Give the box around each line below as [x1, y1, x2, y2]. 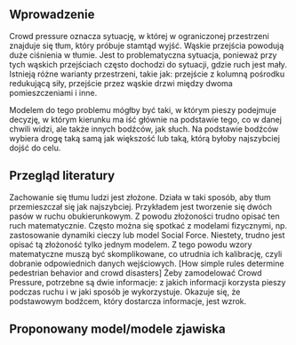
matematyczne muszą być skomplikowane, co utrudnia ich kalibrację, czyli [9, 248, 283, 259]
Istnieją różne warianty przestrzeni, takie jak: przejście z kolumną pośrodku [9, 68, 285, 79]
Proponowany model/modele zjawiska [9, 322, 226, 337]
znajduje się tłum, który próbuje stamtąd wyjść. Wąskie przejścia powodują [9, 40, 284, 51]
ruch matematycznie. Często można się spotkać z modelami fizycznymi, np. [9, 220, 287, 230]
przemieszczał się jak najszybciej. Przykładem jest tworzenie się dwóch [9, 201, 273, 212]
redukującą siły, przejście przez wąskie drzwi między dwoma [9, 77, 233, 88]
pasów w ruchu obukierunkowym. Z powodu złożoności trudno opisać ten [9, 211, 280, 221]
